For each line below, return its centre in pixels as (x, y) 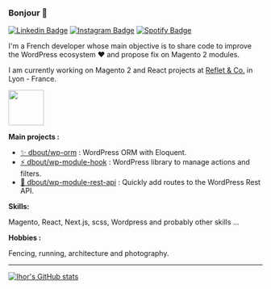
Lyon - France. (32, 79)
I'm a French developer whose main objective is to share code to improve (130, 46)
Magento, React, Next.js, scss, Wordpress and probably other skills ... (124, 222)
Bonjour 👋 (28, 13)
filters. (31, 174)
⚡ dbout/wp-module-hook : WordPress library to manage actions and (135, 162)
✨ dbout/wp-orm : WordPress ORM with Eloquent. (103, 153)
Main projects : (34, 137)
